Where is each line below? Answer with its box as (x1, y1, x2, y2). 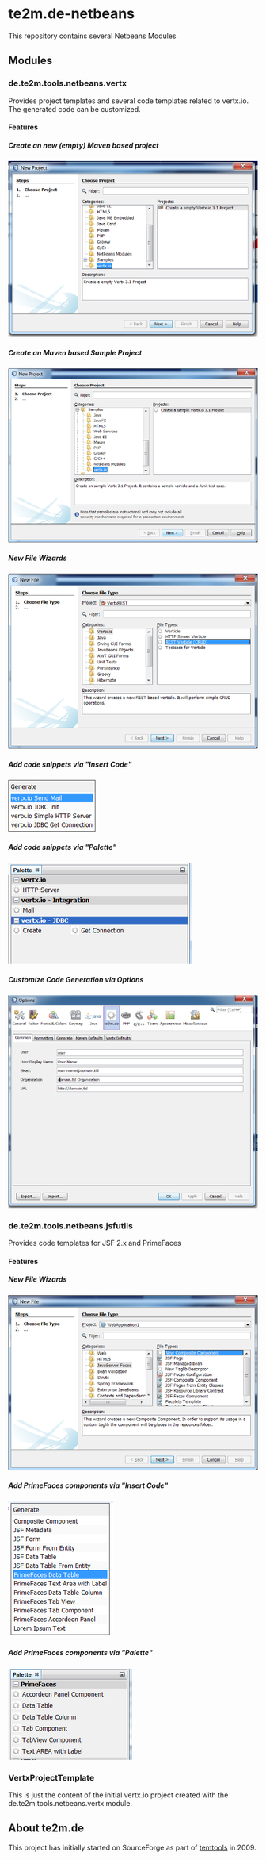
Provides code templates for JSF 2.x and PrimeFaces (8, 1239, 181, 1248)
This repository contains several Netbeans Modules (8, 31, 177, 40)
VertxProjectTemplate (8, 1772, 95, 1783)
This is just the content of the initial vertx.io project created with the (8, 1790, 229, 1800)
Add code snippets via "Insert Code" (8, 759, 132, 770)
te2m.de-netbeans (8, 5, 135, 23)
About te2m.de (8, 1822, 85, 1835)
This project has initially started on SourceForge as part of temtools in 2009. (8, 1843, 257, 1852)
